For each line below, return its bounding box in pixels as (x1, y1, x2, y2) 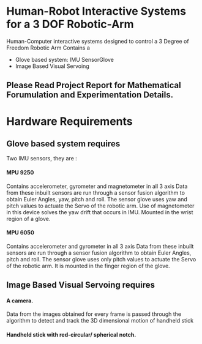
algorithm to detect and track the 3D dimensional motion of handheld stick (6, 317, 194, 324)
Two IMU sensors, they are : (6, 155, 78, 162)
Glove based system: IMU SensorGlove (15, 56, 114, 63)
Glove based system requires (6, 138, 121, 149)
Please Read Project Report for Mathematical (6, 80, 182, 91)
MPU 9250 (6, 168, 34, 176)
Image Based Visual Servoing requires (6, 280, 155, 290)
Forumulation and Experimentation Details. (6, 90, 174, 100)
